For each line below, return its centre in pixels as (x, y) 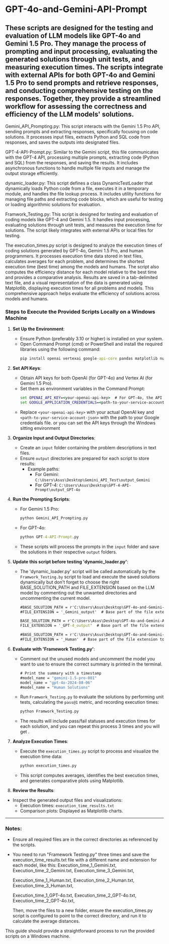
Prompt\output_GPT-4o (58, 490)
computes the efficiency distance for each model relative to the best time (81, 272)
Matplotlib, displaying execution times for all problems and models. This (79, 288)
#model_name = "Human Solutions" (55, 687)
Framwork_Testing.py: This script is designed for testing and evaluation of (82, 214)
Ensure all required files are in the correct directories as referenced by (85, 839)
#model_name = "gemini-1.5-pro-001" (58, 678)
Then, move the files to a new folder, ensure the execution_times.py (82, 910)
